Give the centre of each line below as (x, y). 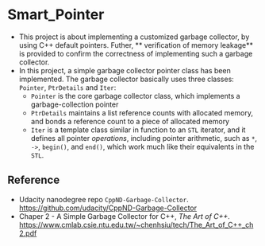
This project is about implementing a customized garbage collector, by (134, 37)
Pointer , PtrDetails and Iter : (67, 87)
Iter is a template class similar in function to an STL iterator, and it (138, 130)
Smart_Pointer (56, 15)
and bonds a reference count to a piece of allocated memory (130, 121)
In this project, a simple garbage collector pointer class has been (125, 70)
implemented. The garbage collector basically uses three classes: (127, 79)
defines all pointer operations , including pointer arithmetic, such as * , (144, 138)
